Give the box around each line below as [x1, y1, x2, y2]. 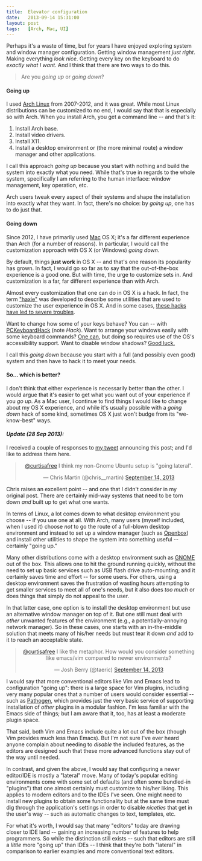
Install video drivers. [14, 131, 66, 139]
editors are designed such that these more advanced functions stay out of [6, 747, 191, 755]
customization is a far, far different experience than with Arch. [6, 277, 160, 285]
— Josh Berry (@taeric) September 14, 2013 [54, 666, 164, 674]
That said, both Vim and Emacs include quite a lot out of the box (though [6, 728, 186, 735]
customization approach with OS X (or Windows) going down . [6, 246, 160, 254]
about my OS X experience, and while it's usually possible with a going [6, 404, 182, 411]
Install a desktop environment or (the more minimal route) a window [14, 144, 183, 152]
